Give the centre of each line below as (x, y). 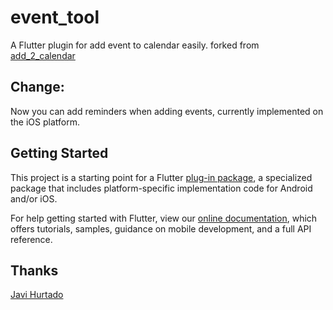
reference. (31, 239)
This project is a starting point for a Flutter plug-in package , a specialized (161, 177)
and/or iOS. (34, 198)
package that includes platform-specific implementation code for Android (161, 188)
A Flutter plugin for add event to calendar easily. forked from (135, 45)
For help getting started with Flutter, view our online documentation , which (164, 218)
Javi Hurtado (37, 295)
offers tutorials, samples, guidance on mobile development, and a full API (161, 228)
